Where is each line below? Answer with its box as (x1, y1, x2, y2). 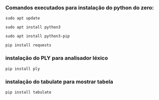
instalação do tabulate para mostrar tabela (5, 78, 114, 85)
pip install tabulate (5, 89, 52, 95)
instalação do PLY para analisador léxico (5, 54, 108, 62)
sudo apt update (5, 16, 40, 21)
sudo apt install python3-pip (5, 34, 70, 39)
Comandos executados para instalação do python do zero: (5, 4, 154, 11)
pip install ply (5, 66, 40, 71)
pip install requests (5, 43, 52, 48)
